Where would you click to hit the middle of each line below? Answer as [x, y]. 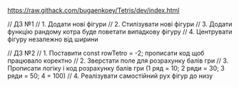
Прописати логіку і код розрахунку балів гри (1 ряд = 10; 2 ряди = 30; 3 [116, 68]
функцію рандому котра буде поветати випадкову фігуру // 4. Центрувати [120, 32]
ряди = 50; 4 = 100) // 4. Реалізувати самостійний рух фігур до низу [110, 76]
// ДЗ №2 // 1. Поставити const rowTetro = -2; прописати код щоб [106, 53]
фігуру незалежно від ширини [53, 39]
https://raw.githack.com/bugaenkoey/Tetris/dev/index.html [93, 10]
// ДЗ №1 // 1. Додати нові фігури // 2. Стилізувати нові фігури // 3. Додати [120, 24]
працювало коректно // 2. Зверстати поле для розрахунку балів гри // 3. [118, 61]
